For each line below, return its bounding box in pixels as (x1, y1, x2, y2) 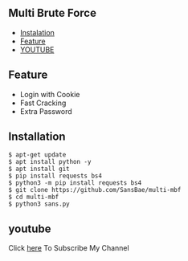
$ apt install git (8, 165, 70, 173)
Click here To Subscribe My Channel (8, 243, 130, 253)
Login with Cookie (19, 89, 80, 99)
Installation (8, 130, 66, 144)
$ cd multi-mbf (8, 193, 59, 202)
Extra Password (19, 106, 72, 116)
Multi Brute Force (8, 6, 96, 20)
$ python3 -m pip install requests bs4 (8, 179, 142, 187)
